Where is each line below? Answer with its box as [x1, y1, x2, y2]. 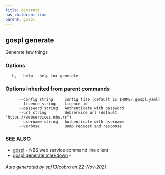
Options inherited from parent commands [5, 85, 111, 92]
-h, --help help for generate [10, 73, 79, 79]
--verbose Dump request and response [18, 123, 122, 129]
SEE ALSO [5, 135, 31, 142]
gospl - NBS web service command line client [12, 147, 108, 153]
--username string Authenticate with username [18, 119, 124, 124]
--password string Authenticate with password [18, 105, 124, 111]
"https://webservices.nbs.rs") [5, 114, 72, 120]
